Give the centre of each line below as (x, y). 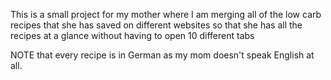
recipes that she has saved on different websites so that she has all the (156, 25)
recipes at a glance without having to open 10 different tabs (132, 35)
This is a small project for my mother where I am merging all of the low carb (166, 14)
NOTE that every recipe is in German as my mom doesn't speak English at (162, 55)
